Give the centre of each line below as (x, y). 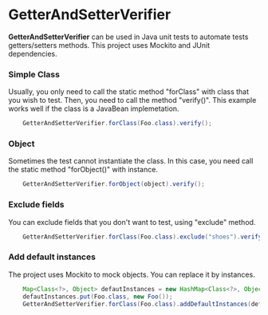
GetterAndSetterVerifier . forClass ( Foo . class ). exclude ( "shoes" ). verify (142, 237)
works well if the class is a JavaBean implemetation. (94, 108)
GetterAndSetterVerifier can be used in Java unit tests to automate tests (128, 37)
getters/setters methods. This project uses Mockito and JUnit (109, 45)
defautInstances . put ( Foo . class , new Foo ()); (98, 297)
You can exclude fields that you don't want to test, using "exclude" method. (132, 222)
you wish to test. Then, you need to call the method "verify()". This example (132, 100)
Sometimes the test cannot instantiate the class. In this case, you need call (131, 161)
